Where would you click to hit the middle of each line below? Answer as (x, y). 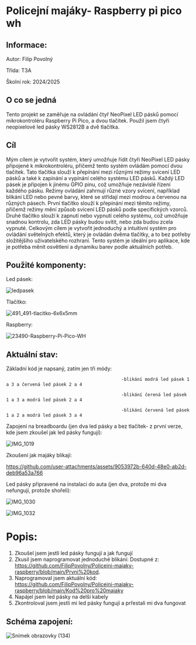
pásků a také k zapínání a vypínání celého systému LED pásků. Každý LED (95, 178)
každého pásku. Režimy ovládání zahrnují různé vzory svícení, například (93, 190)
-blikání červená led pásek (156, 410)
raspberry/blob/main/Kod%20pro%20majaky (69, 590)
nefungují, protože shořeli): (39, 491)
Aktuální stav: (32, 354)
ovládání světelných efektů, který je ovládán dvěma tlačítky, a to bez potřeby (98, 234)
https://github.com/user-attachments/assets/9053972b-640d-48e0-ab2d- (97, 467)
